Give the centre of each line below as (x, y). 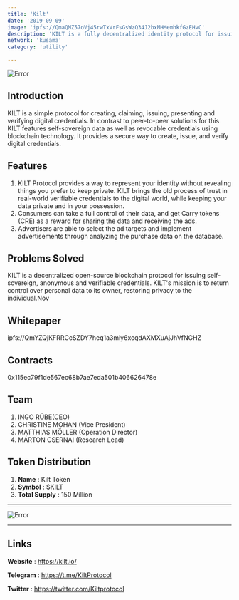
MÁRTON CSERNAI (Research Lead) (71, 440)
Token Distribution (49, 462)
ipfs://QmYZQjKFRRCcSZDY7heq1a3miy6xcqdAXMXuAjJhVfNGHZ (105, 338)
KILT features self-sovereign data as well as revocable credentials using (113, 128)
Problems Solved (46, 258)
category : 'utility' (38, 47)
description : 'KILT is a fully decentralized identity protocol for (111, 34)
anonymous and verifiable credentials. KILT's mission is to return (134, 283)
